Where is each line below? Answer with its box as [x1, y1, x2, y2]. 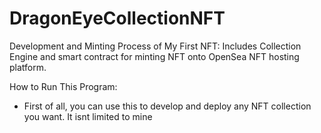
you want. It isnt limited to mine [23, 110, 153, 122]
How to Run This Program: [9, 80, 118, 92]
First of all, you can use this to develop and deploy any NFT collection [23, 100, 312, 112]
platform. [9, 61, 47, 73]
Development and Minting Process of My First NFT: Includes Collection [9, 40, 302, 52]
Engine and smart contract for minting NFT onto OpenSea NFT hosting [9, 50, 300, 62]
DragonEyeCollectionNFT [9, 7, 226, 30]
